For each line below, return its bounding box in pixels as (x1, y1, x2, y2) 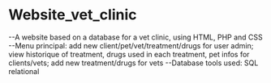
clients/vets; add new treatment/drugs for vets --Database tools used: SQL (8, 58, 259, 68)
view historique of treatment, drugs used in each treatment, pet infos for (8, 49, 250, 59)
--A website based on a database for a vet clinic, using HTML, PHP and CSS (8, 32, 264, 42)
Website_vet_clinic (8, 6, 137, 24)
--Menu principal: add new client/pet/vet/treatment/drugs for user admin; (8, 40, 254, 50)
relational (8, 66, 40, 76)
